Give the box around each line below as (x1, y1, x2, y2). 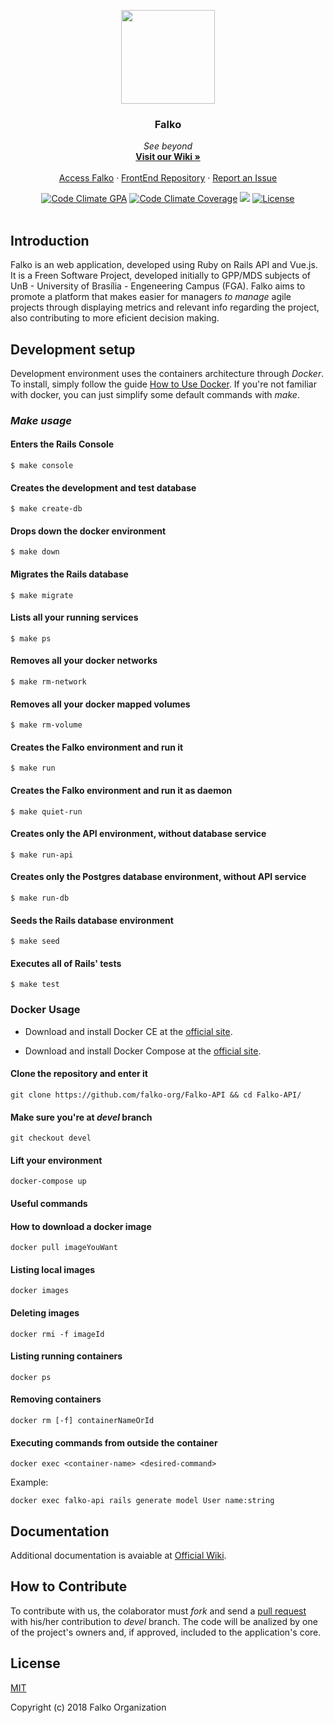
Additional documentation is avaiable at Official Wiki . (10, 1550, 227, 1562)
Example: (10, 1476, 49, 1489)
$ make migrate (10, 590, 74, 600)
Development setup (10, 341, 136, 358)
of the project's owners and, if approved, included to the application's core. (10, 1626, 322, 1638)
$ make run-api (10, 850, 74, 860)
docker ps (10, 1372, 52, 1382)
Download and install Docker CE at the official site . (24, 1025, 233, 1037)
